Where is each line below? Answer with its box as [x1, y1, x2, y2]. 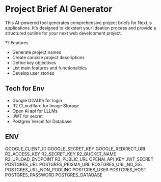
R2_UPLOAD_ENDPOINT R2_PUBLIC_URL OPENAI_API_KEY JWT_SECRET [5, 156, 154, 162]
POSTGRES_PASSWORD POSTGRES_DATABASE [5, 172, 103, 178]
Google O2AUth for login [12, 97, 62, 103]
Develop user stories [12, 70, 54, 76]
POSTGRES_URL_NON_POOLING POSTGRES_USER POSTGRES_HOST [5, 166, 147, 173]
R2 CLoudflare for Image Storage [12, 102, 80, 109]
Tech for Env [5, 85, 45, 93]
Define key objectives [12, 60, 56, 65]
